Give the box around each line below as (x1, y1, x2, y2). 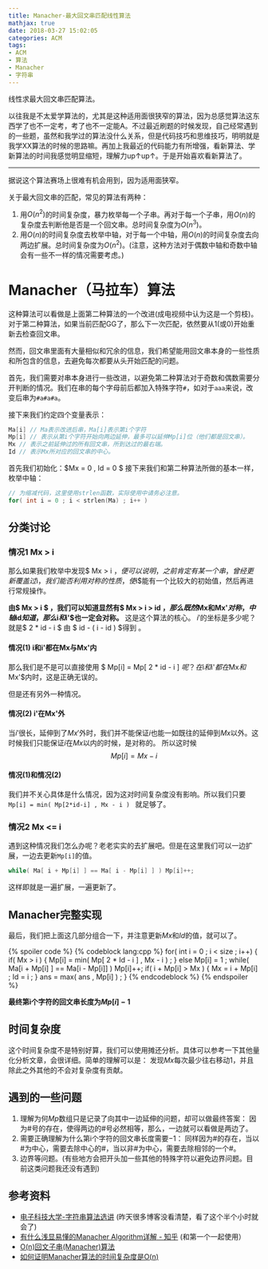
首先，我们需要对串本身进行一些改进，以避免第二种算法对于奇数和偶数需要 (8, 373, 253, 382)
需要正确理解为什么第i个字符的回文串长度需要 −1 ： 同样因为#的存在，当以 (19, 1133, 259, 1143)
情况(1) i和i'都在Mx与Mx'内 (8, 643, 97, 653)
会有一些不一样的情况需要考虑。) (19, 250, 124, 259)
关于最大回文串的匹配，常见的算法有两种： (8, 192, 148, 202)
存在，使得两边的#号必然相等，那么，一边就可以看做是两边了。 (45, 1123, 253, 1133)
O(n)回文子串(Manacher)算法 (19, 1242, 116, 1251)
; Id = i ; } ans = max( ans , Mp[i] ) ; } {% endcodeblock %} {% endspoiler (8, 972, 249, 982)
